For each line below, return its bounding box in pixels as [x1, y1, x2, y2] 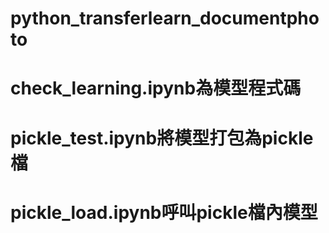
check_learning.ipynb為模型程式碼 [10, 77, 302, 100]
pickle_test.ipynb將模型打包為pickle [10, 127, 314, 149]
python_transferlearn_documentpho [10, 7, 320, 30]
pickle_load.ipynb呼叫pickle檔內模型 [10, 201, 318, 224]
